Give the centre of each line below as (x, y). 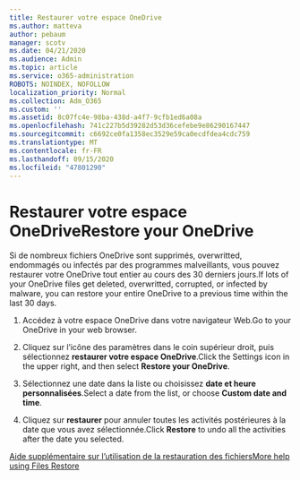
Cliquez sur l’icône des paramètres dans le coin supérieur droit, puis (148, 347)
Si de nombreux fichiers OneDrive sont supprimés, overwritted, (126, 255)
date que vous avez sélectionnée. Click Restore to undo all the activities (154, 430)
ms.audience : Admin (46, 59)
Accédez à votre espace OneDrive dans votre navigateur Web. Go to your (157, 321)
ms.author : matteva (46, 26)
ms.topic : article (43, 68)
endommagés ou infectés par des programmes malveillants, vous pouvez (145, 265)
